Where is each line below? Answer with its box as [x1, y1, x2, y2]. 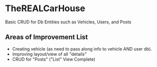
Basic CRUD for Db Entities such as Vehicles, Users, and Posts [5, 19, 131, 25]
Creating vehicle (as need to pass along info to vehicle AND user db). [12, 46, 152, 51]
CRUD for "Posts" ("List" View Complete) [12, 56, 96, 62]
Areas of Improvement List [5, 33, 88, 41]
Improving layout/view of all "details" [12, 51, 87, 57]
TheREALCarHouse [5, 3, 85, 14]
